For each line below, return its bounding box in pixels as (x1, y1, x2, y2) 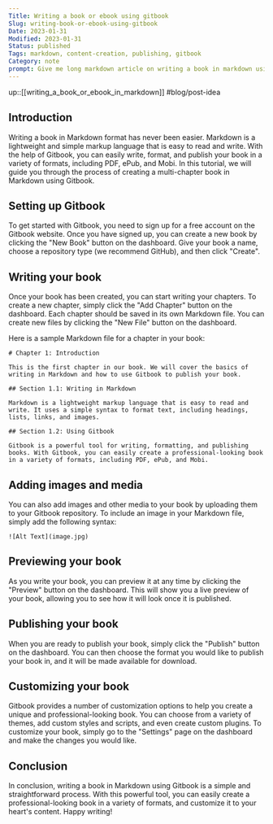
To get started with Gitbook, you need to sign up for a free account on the (8, 220, 256, 230)
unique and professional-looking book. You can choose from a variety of (8, 709, 252, 720)
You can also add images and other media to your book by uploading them (8, 499, 258, 509)
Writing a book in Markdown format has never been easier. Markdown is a (8, 132, 256, 142)
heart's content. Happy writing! (8, 807, 113, 817)
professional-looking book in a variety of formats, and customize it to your (8, 798, 257, 808)
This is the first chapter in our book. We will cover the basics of (8, 364, 249, 372)
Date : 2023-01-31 (8, 27, 67, 35)
